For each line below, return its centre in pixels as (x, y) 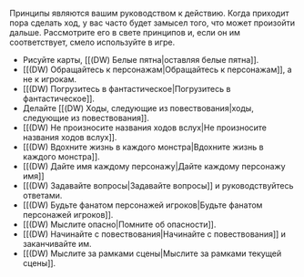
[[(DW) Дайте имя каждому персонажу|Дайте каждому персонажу (154, 166)
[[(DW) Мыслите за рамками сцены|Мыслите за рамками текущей (152, 253)
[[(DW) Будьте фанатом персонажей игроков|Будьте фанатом (142, 205)
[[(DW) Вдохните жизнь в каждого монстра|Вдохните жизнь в (143, 147)
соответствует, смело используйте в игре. (92, 42)
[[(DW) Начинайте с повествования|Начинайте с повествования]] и (154, 234)
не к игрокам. (50, 79)
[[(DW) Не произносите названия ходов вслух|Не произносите (144, 128)
